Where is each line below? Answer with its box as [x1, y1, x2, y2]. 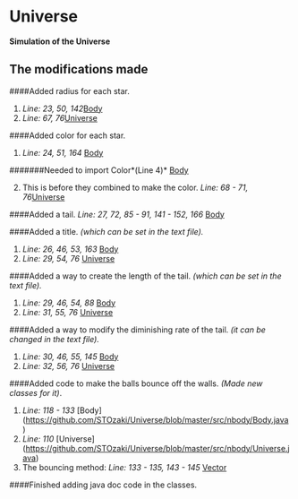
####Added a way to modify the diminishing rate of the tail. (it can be [9, 324, 267, 335]
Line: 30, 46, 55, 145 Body [21, 351, 119, 362]
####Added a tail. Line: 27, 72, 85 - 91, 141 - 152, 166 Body [9, 209, 226, 219]
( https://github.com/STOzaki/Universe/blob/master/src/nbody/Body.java [21, 414, 289, 425]
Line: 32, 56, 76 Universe [21, 360, 115, 371]
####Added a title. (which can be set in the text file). [9, 226, 204, 237]
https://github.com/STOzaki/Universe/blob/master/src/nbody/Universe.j [25, 443, 290, 453]
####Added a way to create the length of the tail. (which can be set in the [9, 271, 282, 281]
